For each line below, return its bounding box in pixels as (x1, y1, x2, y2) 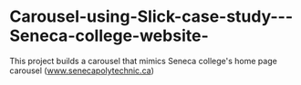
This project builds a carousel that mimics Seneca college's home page (9, 55, 278, 66)
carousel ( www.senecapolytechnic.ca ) (9, 65, 155, 76)
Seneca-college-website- (9, 25, 209, 46)
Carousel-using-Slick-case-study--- (9, 6, 294, 27)
